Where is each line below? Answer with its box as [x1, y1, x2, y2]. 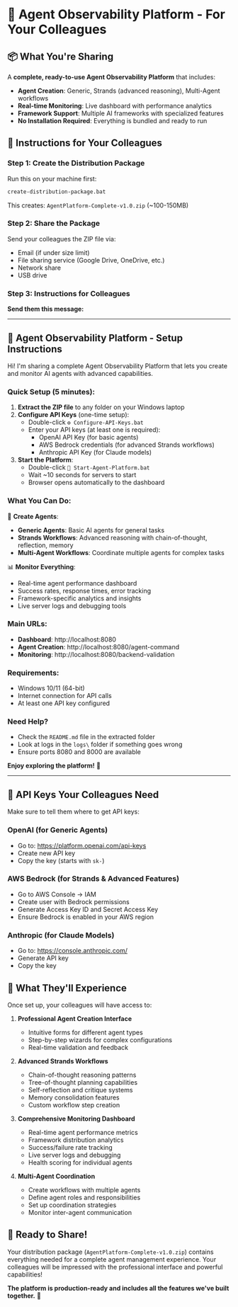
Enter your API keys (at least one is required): [28, 426, 161, 434]
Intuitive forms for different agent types [28, 1028, 143, 1037]
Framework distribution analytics [28, 1136, 124, 1144]
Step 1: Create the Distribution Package [7, 159, 145, 169]
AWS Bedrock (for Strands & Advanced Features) [7, 874, 179, 884]
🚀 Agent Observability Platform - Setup [7, 332, 183, 344]
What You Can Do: [7, 496, 72, 506]
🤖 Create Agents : [7, 512, 59, 520]
